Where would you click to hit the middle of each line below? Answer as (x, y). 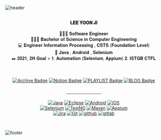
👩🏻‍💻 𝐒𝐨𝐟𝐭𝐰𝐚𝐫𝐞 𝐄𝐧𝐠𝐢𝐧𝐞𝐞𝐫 (84, 33)
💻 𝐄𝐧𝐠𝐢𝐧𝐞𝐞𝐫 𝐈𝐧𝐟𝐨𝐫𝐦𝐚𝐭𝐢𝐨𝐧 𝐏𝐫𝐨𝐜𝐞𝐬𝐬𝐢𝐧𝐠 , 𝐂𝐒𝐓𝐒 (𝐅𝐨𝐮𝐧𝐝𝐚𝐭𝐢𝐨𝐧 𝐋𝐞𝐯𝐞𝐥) (84, 45)
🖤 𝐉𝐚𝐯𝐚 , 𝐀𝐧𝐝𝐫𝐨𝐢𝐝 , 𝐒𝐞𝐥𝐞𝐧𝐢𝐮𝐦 (84, 52)
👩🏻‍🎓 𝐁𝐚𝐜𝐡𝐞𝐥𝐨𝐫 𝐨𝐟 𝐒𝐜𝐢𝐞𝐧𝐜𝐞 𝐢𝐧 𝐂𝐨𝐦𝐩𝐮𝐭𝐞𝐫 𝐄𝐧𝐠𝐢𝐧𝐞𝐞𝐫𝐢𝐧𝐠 (84, 39)
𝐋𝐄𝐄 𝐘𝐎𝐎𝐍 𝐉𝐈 (84, 23)
